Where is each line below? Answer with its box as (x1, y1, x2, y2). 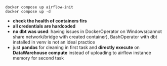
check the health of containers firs (12, 18, 87, 23)
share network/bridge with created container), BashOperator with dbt (12, 34, 158, 39)
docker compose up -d (5, 9, 51, 14)
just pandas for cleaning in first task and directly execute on (12, 44, 140, 50)
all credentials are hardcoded (12, 23, 76, 29)
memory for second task (12, 55, 64, 61)
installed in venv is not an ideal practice (12, 39, 95, 45)
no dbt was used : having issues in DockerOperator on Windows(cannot (12, 28, 162, 34)
